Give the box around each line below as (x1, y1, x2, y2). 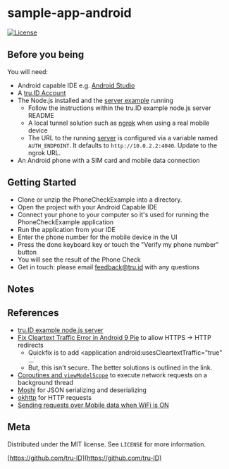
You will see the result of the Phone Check (17, 255, 141, 264)
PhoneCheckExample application (17, 217, 114, 226)
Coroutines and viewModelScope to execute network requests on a (17, 370, 208, 379)
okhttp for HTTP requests (17, 393, 92, 401)
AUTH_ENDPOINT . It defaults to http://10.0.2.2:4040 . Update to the (27, 141, 218, 150)
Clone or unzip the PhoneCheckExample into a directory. (17, 195, 182, 204)
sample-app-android (7, 5, 132, 21)
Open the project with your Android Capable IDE (17, 202, 158, 211)
